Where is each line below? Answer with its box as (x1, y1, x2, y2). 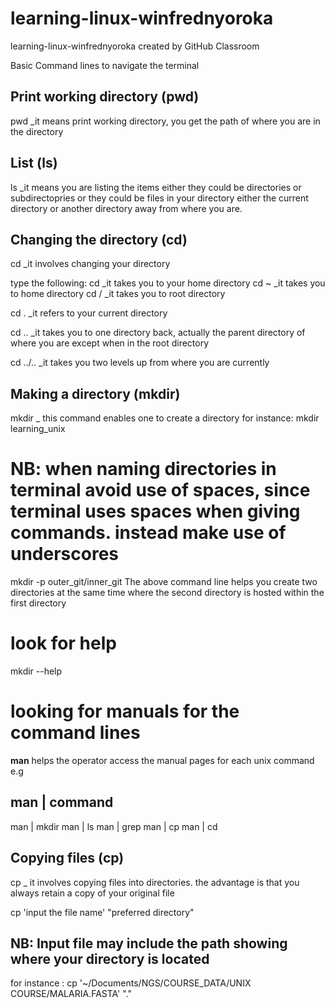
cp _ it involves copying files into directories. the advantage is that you (10, 876, 300, 888)
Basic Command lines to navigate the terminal (10, 59, 200, 71)
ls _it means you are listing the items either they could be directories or (10, 181, 302, 193)
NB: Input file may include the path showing (10, 935, 288, 952)
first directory (10, 597, 67, 609)
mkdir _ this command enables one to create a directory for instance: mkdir (10, 412, 320, 424)
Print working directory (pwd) (10, 88, 200, 106)
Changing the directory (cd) (10, 231, 188, 248)
